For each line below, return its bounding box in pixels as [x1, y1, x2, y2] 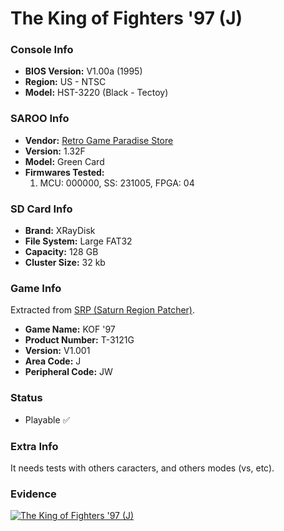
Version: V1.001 [24, 345, 91, 357]
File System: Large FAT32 [24, 235, 133, 247]
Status [10, 391, 43, 405]
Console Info [10, 43, 74, 57]
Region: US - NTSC [24, 76, 107, 88]
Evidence [10, 487, 57, 501]
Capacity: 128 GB [24, 246, 99, 258]
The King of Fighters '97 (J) [10, 7, 243, 30]
